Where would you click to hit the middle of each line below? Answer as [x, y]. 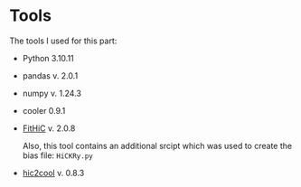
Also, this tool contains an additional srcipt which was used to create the [157, 145]
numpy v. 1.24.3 [52, 93]
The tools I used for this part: [63, 41]
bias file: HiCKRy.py [57, 155]
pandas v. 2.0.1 [50, 75]
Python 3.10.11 [48, 58]
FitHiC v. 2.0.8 [49, 128]
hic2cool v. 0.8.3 [53, 173]
